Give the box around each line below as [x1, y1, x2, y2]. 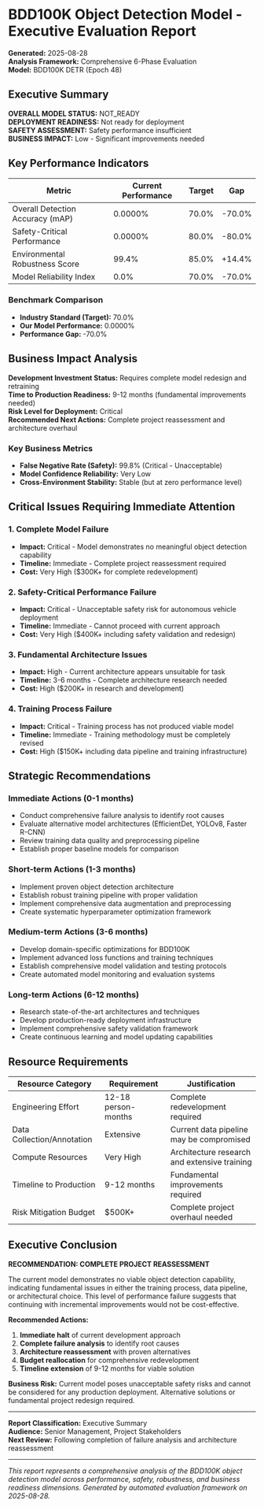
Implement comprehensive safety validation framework [19, 1024, 199, 1033]
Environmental [12, 248, 65, 259]
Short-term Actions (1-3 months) [8, 864, 136, 875]
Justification [187, 1078, 236, 1089]
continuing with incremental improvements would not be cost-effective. [8, 1299, 240, 1309]
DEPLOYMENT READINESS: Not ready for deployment [8, 117, 185, 127]
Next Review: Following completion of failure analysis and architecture [8, 1435, 237, 1444]
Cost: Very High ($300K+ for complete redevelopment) [19, 567, 199, 576]
